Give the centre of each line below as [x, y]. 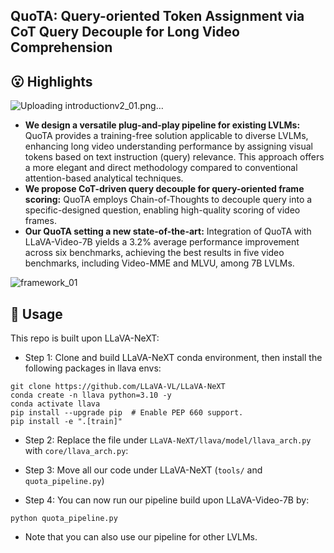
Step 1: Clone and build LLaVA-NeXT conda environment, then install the [173, 358]
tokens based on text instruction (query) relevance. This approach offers [174, 157]
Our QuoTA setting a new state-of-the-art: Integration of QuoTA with [168, 231]
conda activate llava [55, 404]
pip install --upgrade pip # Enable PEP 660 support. [127, 413]
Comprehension [61, 47]
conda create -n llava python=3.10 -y [91, 395]
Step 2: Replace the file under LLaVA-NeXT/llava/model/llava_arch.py [168, 440]
